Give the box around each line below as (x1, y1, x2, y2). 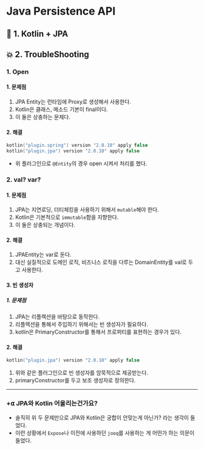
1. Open (6, 67, 29, 76)
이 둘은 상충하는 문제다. (15, 113, 71, 121)
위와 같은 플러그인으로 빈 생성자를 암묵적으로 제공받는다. (15, 369, 149, 376)
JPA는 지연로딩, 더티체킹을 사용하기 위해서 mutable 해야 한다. (15, 206, 159, 213)
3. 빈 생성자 (6, 281, 34, 288)
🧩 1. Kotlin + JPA (6, 29, 69, 39)
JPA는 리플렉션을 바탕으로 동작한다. (15, 313, 100, 320)
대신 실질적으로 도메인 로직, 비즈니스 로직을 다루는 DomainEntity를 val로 (15, 259, 187, 266)
